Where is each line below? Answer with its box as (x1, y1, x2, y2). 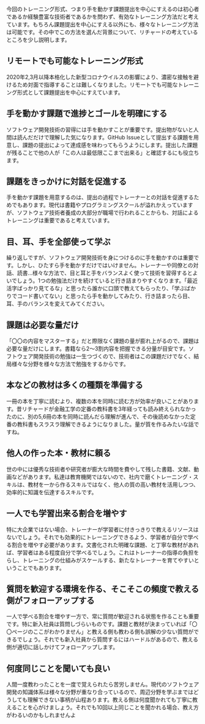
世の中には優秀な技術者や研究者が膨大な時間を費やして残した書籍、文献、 (6, 465, 194, 473)
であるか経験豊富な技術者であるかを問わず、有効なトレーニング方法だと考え (6, 13, 199, 20)
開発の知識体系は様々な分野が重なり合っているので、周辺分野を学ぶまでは (6, 688, 194, 696)
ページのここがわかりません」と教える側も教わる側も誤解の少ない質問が (11, 628, 194, 635)
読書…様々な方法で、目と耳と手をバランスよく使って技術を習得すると (17, 269, 193, 277)
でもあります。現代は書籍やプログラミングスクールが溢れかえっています (11, 202, 193, 209)
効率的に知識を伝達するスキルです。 (6, 488, 97, 496)
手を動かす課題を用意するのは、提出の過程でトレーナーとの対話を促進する (6, 194, 194, 201)
